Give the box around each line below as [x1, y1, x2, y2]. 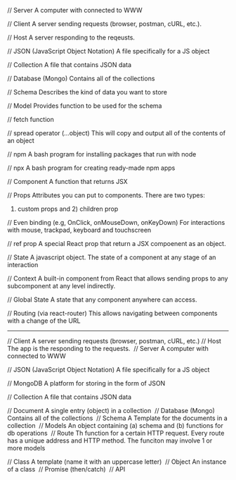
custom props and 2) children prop [17, 204, 119, 213]
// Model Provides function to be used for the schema [7, 101, 162, 110]
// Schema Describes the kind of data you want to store [7, 88, 167, 96]
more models [7, 444, 46, 452]
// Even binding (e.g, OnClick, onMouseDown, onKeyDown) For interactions [7, 219, 225, 226]
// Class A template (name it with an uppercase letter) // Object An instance [7, 457, 227, 466]
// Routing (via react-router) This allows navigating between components [7, 309, 218, 317]
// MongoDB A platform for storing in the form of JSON [7, 379, 166, 387]
